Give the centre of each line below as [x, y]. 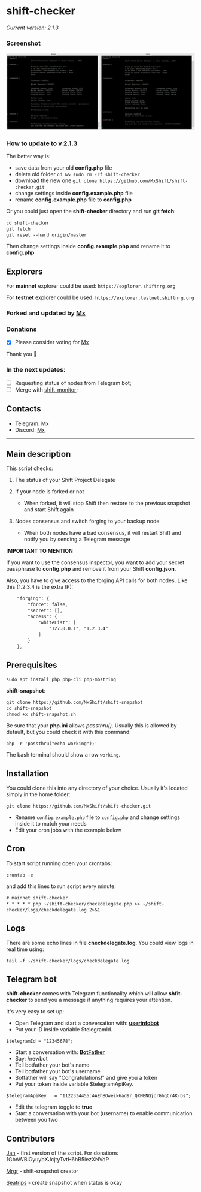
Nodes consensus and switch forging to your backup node [87, 521]
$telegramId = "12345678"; [40, 1042]
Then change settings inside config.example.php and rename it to [88, 246]
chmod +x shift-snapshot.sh [41, 715]
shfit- [176, 994]
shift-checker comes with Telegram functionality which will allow [87, 994]
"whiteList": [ [57, 623]
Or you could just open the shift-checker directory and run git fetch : [91, 212]
